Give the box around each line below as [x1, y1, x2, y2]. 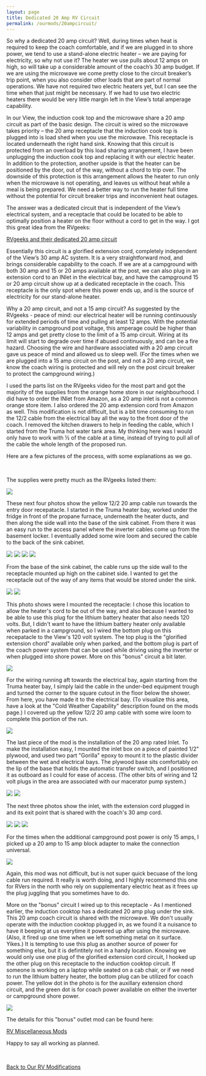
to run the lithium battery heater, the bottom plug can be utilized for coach [6, 973, 193, 980]
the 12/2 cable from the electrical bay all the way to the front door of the [6, 414, 188, 422]
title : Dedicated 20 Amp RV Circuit [6, 15, 100, 21]
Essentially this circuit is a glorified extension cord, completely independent [6, 248, 197, 255]
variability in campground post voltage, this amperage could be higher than [6, 324, 197, 332]
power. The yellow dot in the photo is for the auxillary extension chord [6, 979, 183, 987]
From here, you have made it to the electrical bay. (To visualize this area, [6, 696, 189, 703]
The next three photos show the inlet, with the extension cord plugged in [6, 803, 190, 810]
